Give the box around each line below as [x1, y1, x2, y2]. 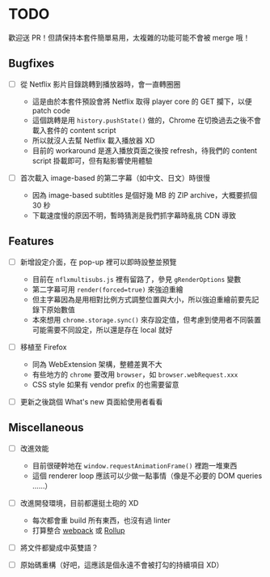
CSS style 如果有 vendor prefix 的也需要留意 [32, 379, 179, 389]
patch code [32, 105, 70, 115]
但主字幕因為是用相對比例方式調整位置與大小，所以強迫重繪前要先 [32, 294, 252, 304]
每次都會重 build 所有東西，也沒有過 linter [32, 515, 171, 525]
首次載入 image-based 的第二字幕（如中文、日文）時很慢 [19, 173, 211, 182]
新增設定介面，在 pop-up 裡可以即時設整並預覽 [19, 257, 177, 267]
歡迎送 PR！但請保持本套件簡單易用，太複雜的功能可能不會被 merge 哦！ [8, 32, 251, 42]
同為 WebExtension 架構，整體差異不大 [32, 359, 162, 369]
